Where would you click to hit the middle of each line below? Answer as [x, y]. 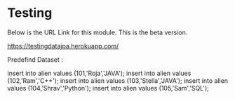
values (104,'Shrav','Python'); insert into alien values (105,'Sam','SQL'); [108, 88]
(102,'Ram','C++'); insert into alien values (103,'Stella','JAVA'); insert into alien [118, 80]
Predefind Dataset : [35, 59]
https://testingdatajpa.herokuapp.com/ [63, 46]
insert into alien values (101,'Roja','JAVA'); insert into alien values [99, 73]
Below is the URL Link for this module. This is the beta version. [98, 32]
